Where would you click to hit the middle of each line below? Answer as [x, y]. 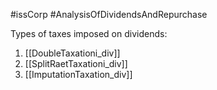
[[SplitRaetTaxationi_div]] [76, 63]
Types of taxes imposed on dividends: [89, 33]
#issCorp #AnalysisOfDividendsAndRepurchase [109, 14]
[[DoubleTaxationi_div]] [72, 53]
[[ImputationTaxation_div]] [78, 74]
